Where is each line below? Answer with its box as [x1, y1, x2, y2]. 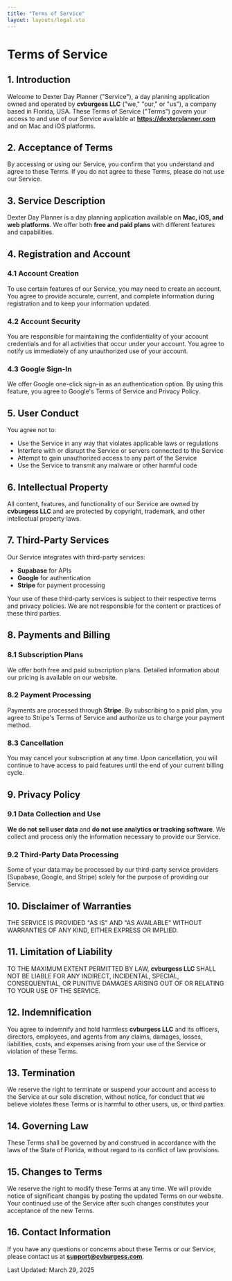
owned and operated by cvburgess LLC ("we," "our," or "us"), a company [7, 100, 217, 108]
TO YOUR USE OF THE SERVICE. [7, 986, 101, 994]
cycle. [7, 769, 24, 777]
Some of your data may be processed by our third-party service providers [7, 866, 219, 874]
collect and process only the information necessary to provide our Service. [7, 832, 221, 841]
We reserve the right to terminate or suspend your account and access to [7, 1085, 217, 1094]
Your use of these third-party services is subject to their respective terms [7, 594, 217, 602]
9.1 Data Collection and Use [7, 809, 101, 819]
